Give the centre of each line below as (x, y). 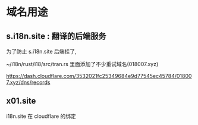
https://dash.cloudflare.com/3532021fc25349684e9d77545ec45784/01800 (99, 76)
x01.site (21, 101)
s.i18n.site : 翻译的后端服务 (56, 36)
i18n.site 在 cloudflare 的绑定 (41, 116)
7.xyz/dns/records (28, 82)
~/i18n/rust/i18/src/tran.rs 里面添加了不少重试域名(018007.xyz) (82, 64)
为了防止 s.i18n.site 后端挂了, (41, 51)
